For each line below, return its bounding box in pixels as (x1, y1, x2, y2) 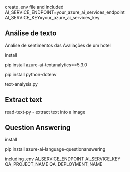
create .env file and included (5, 4, 64, 10)
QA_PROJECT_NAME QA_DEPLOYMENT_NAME (5, 161, 103, 167)
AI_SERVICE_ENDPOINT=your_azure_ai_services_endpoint (5, 9, 125, 15)
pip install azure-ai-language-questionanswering (5, 146, 106, 152)
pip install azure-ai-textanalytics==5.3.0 (5, 62, 87, 68)
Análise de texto (5, 29, 57, 38)
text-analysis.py (5, 81, 38, 87)
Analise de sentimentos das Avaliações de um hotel (5, 42, 111, 48)
